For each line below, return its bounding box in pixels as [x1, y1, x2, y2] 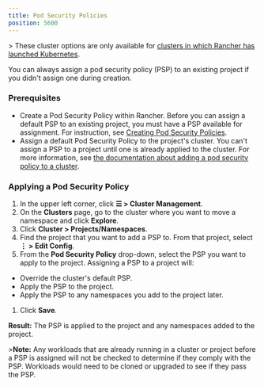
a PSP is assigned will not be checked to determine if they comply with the [8, 354, 251, 363]
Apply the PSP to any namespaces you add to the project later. [19, 290, 224, 300]
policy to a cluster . [19, 161, 80, 170]
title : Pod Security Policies [8, 11, 108, 20]
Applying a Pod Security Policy [8, 181, 130, 192]
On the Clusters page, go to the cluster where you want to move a [19, 208, 236, 217]
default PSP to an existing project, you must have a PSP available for [19, 119, 243, 128]
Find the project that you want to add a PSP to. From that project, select [19, 233, 253, 243]
